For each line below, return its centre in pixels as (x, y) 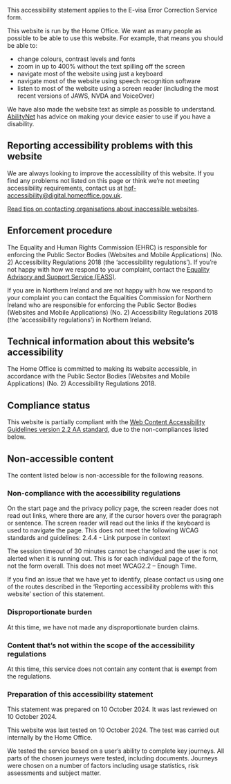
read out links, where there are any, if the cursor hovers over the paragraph (114, 516)
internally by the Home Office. (50, 738)
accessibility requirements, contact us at (65, 188)
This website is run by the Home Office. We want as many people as (104, 31)
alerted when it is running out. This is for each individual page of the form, (113, 559)
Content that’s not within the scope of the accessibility (101, 645)
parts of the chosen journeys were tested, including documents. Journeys (112, 758)
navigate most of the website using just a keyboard (90, 73)
